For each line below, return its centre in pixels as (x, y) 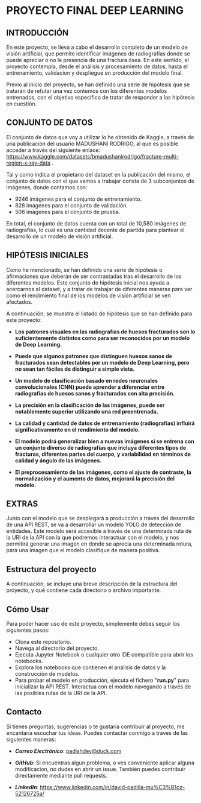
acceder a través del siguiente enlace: (53, 150)
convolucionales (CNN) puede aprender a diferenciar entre (90, 387)
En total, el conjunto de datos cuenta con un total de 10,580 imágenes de (96, 223)
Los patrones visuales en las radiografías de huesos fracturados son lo (105, 332)
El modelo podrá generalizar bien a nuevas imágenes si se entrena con (105, 441)
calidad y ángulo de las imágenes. (58, 460)
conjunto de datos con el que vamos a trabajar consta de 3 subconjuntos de (100, 181)
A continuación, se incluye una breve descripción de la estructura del (92, 584)
